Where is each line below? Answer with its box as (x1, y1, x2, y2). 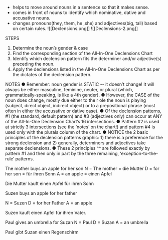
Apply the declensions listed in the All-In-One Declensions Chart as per (12, 66, 160, 72)
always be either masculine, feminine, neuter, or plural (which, (5, 87, 134, 92)
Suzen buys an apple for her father (5, 190, 77, 196)
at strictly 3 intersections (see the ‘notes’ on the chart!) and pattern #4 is (5, 124, 155, 130)
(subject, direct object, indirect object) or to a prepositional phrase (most (5, 103, 155, 108)
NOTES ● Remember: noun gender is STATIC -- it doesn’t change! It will (5, 81, 154, 87)
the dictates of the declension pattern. (12, 72, 92, 77)
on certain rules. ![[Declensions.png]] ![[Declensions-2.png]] (12, 26, 138, 32)
